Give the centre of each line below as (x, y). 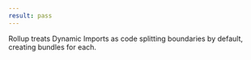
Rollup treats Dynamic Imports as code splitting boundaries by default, (125, 38)
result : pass (30, 16)
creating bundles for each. (53, 47)
